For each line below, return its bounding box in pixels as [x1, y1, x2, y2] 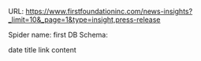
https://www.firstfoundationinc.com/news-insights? [25, 7, 193, 16]
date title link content [8, 45, 76, 54]
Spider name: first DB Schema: [8, 30, 108, 39]
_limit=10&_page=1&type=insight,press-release [8, 15, 161, 24]
